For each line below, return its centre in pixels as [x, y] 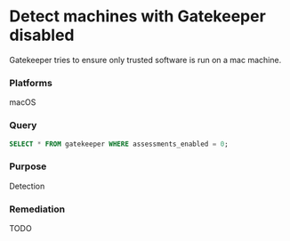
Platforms [31, 83]
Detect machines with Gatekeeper [138, 16]
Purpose [28, 166]
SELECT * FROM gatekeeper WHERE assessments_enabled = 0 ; [119, 144]
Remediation [37, 209]
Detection [27, 186]
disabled [42, 35]
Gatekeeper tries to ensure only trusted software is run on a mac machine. [145, 60]
